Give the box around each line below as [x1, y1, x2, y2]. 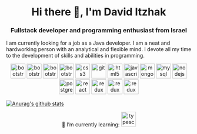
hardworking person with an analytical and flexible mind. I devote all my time [6, 46, 192, 53]
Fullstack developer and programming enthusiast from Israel [11, 26, 187, 35]
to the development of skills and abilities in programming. [6, 52, 145, 59]
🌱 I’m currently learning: [61, 121, 120, 128]
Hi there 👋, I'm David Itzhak [31, 5, 166, 19]
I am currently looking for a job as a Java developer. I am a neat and [6, 39, 171, 46]
